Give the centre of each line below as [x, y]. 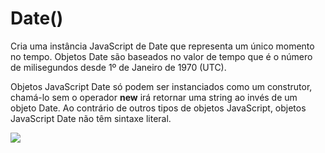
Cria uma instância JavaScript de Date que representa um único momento [162, 46]
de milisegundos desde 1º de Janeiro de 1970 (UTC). [118, 67]
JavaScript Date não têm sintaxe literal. [91, 118]
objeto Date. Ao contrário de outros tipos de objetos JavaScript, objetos [158, 108]
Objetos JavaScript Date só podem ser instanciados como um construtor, [161, 86]
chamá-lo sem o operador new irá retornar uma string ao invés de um [154, 97]
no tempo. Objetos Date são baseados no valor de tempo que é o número [161, 56]
